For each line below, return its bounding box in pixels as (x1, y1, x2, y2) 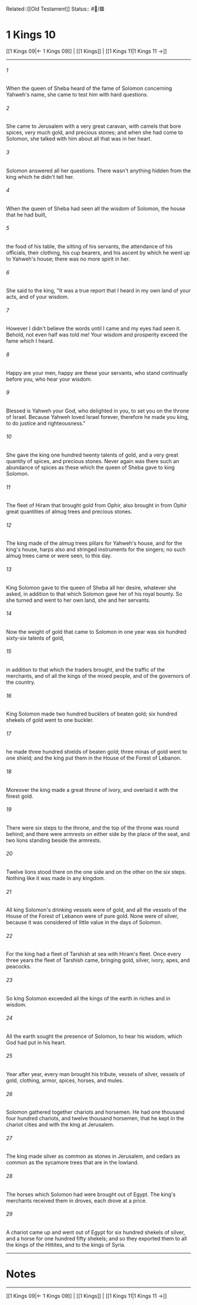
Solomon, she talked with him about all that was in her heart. (6, 135, 152, 142)
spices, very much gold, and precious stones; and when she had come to (6, 129, 184, 136)
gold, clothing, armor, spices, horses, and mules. (6, 1077, 124, 1084)
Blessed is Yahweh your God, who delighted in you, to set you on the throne (6, 407, 189, 414)
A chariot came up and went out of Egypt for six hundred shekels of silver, (6, 1229, 185, 1236)
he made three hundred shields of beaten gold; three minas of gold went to (6, 748, 188, 755)
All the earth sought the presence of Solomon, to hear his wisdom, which (6, 1033, 182, 1040)
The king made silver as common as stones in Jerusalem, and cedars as (6, 1153, 181, 1160)
